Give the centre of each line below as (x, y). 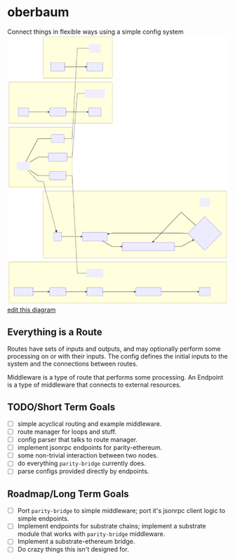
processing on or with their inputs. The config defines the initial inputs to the (117, 356)
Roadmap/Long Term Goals (68, 494)
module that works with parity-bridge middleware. (91, 534)
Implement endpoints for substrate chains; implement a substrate (112, 526)
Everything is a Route (55, 332)
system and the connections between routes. (73, 364)
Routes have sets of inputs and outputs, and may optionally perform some (114, 349)
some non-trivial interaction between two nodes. (88, 455)
